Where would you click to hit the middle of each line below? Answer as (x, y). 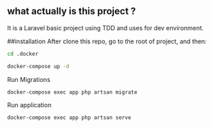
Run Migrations (29, 79)
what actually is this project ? (72, 11)
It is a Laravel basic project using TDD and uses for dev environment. (105, 28)
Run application (29, 105)
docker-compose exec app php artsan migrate (72, 92)
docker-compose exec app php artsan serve (69, 118)
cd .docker (23, 54)
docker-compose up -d (38, 66)
